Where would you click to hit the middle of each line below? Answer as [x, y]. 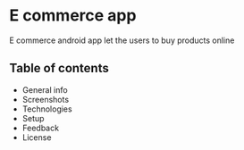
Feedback [41, 128]
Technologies [47, 109]
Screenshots [46, 99]
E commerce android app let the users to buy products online [122, 40]
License [37, 137]
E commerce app [73, 16]
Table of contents [59, 68]
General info [45, 89]
